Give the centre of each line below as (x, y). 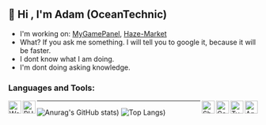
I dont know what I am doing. (67, 59)
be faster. (35, 50)
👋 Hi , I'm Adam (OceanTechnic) (88, 15)
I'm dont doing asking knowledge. (75, 67)
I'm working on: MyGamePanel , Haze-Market (93, 33)
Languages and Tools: (51, 88)
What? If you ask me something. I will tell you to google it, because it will (138, 42)
